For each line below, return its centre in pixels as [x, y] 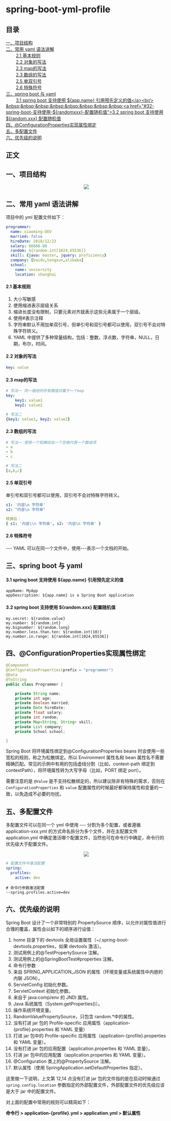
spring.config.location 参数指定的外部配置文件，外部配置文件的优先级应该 [85, 1085]
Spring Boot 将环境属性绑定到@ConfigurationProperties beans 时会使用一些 [85, 751]
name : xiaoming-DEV [31, 232]
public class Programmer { [34, 684]
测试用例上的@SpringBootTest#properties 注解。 [65, 959]
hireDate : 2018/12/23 [33, 241]
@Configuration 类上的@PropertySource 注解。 [63, 1061]
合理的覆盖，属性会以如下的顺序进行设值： [51, 929]
